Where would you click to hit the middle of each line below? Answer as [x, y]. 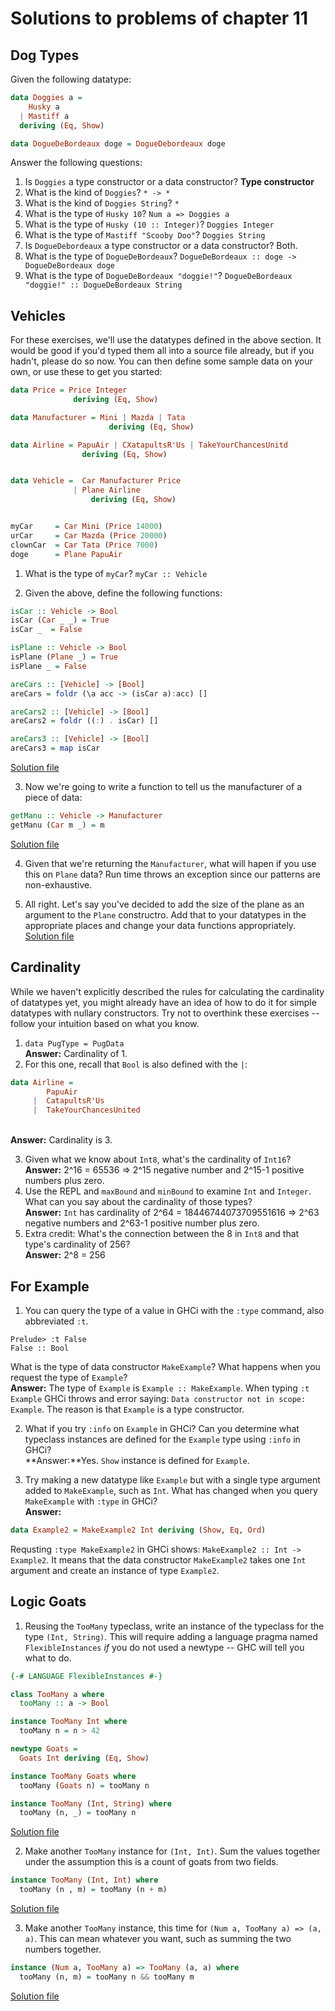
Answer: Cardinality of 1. [76, 1053]
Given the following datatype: [71, 79]
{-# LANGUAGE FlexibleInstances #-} [86, 1676]
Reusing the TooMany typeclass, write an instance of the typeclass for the [174, 1626]
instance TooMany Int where [69, 1722]
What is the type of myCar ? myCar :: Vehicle [116, 573]
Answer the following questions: [76, 163]
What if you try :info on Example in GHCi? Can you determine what [162, 1428]
